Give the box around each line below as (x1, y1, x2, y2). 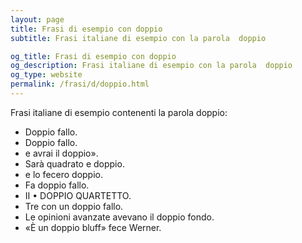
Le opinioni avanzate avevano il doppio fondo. (24, 211, 215, 223)
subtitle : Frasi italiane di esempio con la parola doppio (10, 33, 267, 43)
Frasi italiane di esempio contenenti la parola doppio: (10, 106, 228, 118)
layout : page (10, 14, 65, 25)
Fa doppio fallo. (24, 179, 90, 191)
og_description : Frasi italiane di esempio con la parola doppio (10, 61, 293, 71)
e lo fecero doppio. (24, 168, 104, 180)
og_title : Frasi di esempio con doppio (10, 51, 177, 61)
